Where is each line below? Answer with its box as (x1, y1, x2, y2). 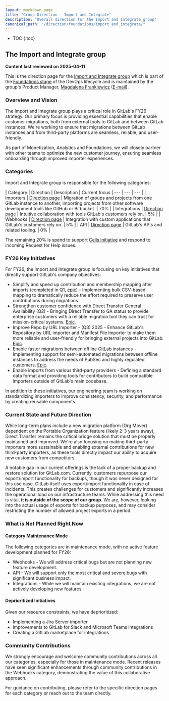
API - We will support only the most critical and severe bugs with (12, 570, 147, 576)
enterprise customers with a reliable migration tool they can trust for (12, 313, 154, 319)
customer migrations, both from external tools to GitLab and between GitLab (5, 119, 164, 125)
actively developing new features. (12, 586, 83, 592)
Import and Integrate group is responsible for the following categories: (5, 179, 151, 185)
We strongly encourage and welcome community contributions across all (5, 653, 157, 660)
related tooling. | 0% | (5, 227, 50, 233)
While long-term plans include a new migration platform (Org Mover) (5, 423, 148, 429)
